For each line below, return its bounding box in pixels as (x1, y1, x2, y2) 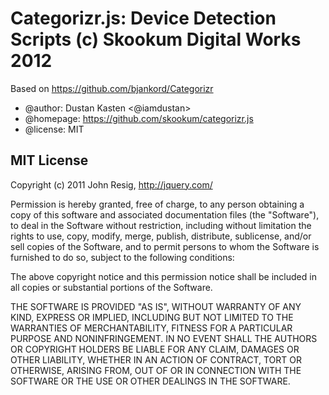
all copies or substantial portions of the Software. (10, 281, 213, 293)
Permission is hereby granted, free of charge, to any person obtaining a (10, 198, 305, 210)
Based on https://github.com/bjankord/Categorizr (10, 82, 214, 94)
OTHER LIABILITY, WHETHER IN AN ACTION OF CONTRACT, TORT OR (10, 353, 302, 366)
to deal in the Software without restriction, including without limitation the (10, 219, 312, 231)
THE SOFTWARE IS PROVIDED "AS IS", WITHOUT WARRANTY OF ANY (10, 300, 302, 312)
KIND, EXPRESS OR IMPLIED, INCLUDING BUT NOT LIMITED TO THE (10, 311, 294, 323)
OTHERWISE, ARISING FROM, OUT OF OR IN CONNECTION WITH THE (10, 364, 302, 376)
